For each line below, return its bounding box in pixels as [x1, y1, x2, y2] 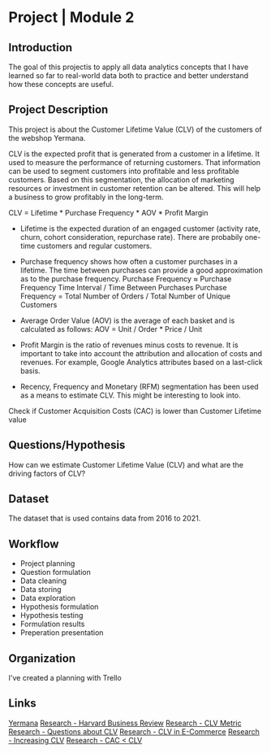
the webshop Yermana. [8, 133, 86, 142]
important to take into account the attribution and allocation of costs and [19, 348, 262, 358]
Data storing [19, 585, 62, 594]
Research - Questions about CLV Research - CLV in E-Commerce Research [8, 726, 260, 736]
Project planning [19, 559, 75, 568]
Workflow [8, 537, 59, 551]
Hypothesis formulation [19, 602, 99, 612]
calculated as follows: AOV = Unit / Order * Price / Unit [19, 324, 203, 333]
